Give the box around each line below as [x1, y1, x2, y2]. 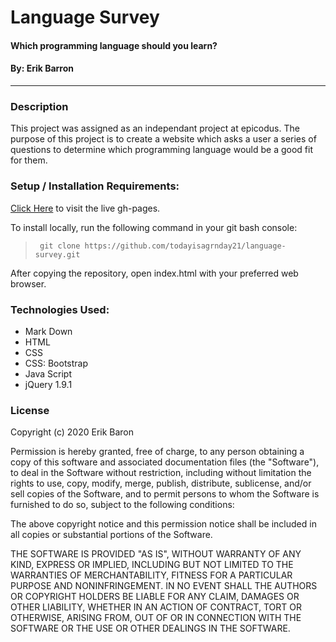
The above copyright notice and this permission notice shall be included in [10, 518, 317, 530]
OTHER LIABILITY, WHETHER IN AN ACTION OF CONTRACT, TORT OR [10, 601, 302, 613]
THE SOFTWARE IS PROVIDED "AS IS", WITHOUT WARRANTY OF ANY [10, 548, 302, 560]
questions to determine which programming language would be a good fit [10, 144, 313, 156]
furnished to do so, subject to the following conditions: [10, 499, 235, 511]
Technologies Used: [10, 302, 110, 316]
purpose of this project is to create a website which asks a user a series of [10, 133, 317, 145]
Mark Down [24, 325, 73, 337]
